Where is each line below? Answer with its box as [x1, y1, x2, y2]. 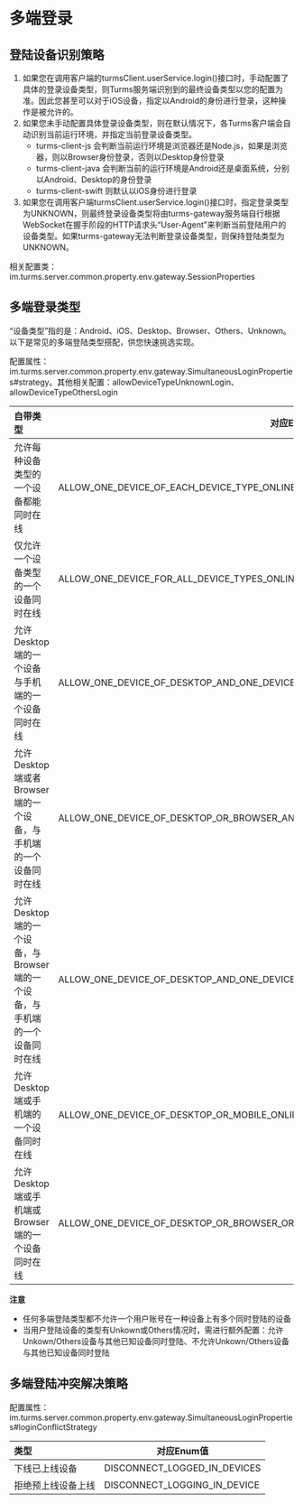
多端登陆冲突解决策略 [9, 1376, 128, 1391]
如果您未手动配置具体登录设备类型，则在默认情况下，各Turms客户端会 [22, 118, 284, 128]
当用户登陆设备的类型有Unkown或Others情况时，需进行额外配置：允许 [22, 1324, 284, 1335]
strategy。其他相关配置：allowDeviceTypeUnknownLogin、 [18, 376, 239, 387]
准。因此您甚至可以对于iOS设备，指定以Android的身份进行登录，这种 [22, 96, 279, 106]
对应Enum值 [156, 1444, 209, 1457]
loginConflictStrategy [18, 1421, 97, 1432]
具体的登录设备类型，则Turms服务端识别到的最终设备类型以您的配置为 [22, 84, 284, 95]
